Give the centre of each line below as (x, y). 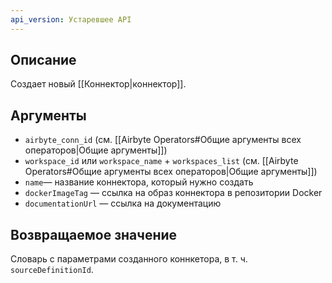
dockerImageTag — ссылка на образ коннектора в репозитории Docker (173, 193)
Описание (43, 60)
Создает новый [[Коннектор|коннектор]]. (98, 84)
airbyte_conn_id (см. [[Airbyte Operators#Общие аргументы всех (163, 140)
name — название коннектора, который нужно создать (139, 182)
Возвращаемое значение (94, 234)
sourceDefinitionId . (52, 270)
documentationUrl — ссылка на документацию (123, 203)
